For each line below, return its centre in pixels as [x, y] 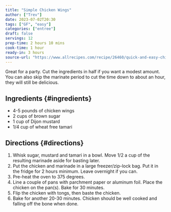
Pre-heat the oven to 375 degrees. [49, 177]
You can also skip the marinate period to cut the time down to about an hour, [85, 77]
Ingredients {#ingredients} [49, 98]
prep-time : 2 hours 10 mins [35, 43]
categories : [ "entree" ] [31, 29]
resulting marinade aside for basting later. [56, 160]
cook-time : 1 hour [25, 48]
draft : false [19, 34]
